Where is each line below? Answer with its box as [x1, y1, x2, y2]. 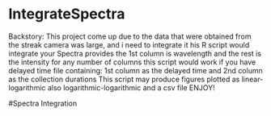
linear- [241, 74, 264, 84]
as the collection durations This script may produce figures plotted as [8, 74, 240, 84]
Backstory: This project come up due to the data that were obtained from [8, 31, 252, 41]
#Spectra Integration [8, 98, 78, 108]
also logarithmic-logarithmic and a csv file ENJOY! [47, 82, 216, 93]
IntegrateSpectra [8, 5, 125, 23]
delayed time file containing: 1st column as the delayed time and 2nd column [8, 65, 263, 75]
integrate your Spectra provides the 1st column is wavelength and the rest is [8, 48, 261, 58]
